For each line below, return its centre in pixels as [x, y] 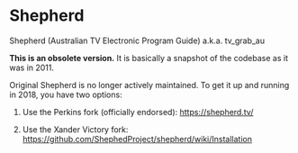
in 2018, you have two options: [66, 94]
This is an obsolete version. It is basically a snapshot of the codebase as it [149, 58]
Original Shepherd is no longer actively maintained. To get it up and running [149, 85]
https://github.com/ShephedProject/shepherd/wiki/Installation [137, 139]
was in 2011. [32, 67]
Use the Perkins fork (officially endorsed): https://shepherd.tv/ [138, 112]
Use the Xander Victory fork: [75, 129]
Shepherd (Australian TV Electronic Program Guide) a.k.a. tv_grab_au [137, 40]
